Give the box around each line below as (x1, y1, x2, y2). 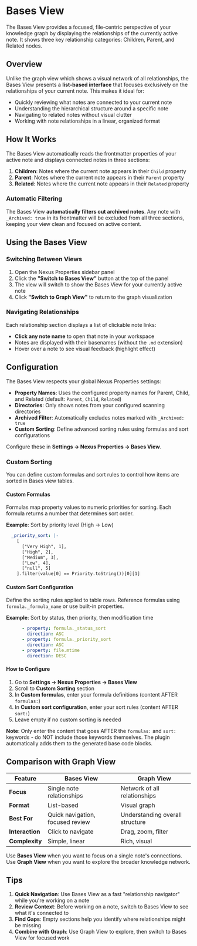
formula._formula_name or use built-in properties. (6, 603, 124, 610)
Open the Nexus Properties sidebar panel (14, 268, 115, 275)
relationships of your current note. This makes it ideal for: (6, 87, 145, 94)
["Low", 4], (21, 560, 51, 566)
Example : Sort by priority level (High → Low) (6, 521, 114, 529)
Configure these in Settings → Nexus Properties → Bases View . (6, 443, 162, 450)
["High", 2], (21, 549, 54, 555)
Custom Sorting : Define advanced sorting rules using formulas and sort (14, 425, 189, 433)
